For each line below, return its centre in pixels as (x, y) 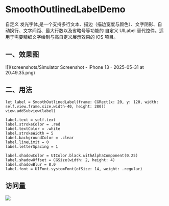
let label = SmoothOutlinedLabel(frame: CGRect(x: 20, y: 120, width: (82, 102)
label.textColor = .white (33, 128)
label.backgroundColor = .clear (40, 138)
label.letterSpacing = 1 (32, 146)
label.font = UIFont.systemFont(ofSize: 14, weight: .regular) (74, 169)
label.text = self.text (31, 120)
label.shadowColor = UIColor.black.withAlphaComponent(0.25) (72, 156)
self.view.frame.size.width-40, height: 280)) (56, 106)
